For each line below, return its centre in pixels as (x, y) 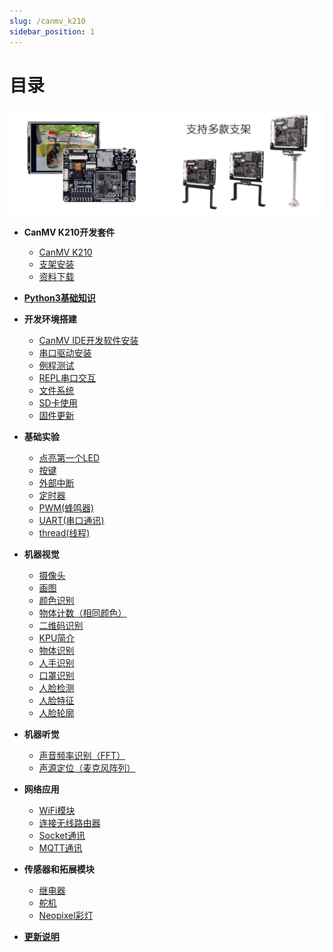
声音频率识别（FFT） (82, 755)
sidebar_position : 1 (52, 31)
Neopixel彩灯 (66, 915)
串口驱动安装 (65, 352)
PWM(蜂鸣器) (66, 507)
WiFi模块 (57, 810)
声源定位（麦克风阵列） (87, 767)
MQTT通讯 (60, 847)
